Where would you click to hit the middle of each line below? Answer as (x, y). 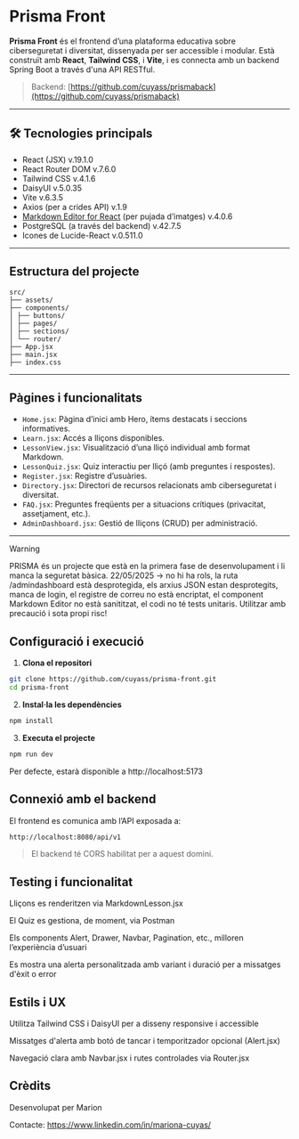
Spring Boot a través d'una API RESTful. (82, 69)
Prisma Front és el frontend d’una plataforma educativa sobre (122, 41)
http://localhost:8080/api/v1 (65, 837)
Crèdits (30, 1086)
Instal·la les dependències (72, 704)
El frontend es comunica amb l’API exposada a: (95, 820)
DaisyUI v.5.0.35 (52, 188)
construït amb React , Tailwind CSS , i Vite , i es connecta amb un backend (144, 60)
